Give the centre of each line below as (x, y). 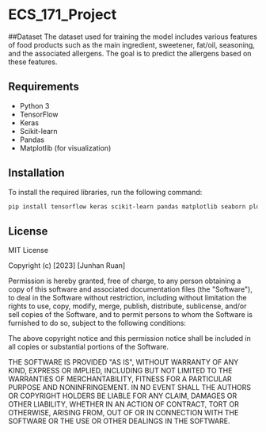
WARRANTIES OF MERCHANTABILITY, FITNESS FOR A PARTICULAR (120, 379)
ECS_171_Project (63, 15)
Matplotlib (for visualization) (65, 147)
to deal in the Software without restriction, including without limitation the (127, 298)
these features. (33, 62)
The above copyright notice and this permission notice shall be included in (129, 338)
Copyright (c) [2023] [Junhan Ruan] (67, 266)
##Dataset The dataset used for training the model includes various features (133, 36)
